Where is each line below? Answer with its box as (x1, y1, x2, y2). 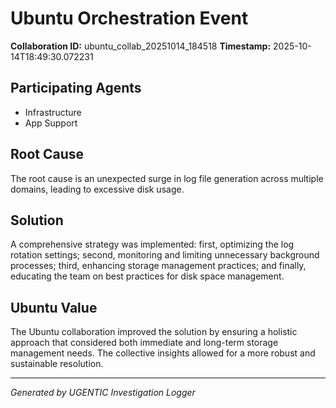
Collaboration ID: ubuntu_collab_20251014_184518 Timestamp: (10, 40, 272, 52)
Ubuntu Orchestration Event (10, 7, 249, 30)
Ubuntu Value (10, 299, 98, 316)
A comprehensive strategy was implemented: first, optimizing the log (10, 238, 295, 251)
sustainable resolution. (10, 358, 104, 370)
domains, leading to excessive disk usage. (10, 183, 185, 195)
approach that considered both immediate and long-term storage (10, 337, 279, 349)
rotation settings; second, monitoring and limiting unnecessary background (10, 249, 320, 261)
